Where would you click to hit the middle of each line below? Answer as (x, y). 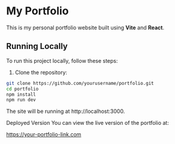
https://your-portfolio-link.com (44, 134)
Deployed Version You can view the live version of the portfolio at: (87, 123)
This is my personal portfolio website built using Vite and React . (85, 27)
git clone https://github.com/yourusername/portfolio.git (80, 83)
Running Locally (37, 46)
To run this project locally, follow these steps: (62, 60)
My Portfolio (37, 11)
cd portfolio (22, 89)
